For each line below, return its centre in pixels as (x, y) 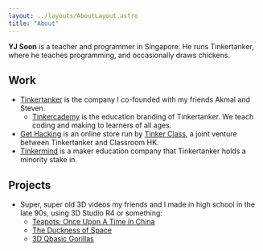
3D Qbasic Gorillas (63, 239)
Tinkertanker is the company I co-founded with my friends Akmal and (135, 100)
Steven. (33, 108)
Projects (30, 185)
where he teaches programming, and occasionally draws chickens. (119, 55)
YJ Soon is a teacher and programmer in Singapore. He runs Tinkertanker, (131, 46)
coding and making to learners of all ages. (102, 125)
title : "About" (34, 23)
